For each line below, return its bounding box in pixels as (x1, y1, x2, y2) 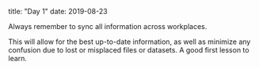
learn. (8, 54, 28, 63)
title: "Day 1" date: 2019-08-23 (8, 7, 109, 16)
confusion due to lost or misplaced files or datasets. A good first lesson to (8, 45, 249, 54)
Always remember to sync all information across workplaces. (8, 22, 208, 31)
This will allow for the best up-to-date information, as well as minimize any (8, 37, 251, 46)
